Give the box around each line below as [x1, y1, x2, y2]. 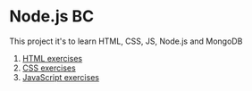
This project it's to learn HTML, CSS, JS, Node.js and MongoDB [9, 36, 243, 46]
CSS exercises [21, 62, 76, 73]
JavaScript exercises [21, 71, 100, 82]
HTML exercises [21, 53, 83, 63]
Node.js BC [9, 6, 95, 27]
